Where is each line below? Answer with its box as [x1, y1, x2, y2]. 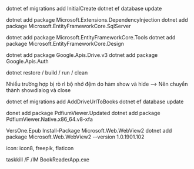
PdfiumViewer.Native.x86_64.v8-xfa [6, 116, 93, 123]
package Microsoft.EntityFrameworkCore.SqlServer [6, 23, 131, 29]
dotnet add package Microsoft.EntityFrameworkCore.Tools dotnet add [6, 34, 176, 40]
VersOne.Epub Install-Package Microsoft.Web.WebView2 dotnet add [6, 127, 172, 134]
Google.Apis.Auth [6, 58, 49, 65]
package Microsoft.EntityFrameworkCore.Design [6, 40, 125, 47]
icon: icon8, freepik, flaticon [6, 145, 74, 151]
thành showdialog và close [6, 87, 71, 93]
